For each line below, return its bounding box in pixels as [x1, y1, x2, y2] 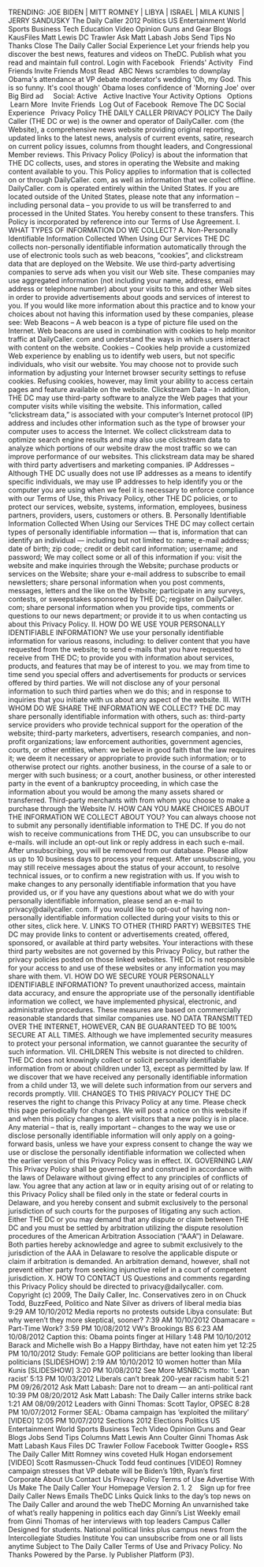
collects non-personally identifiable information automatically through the [8, 242, 247, 252]
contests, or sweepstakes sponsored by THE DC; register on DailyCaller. [8, 594, 243, 604]
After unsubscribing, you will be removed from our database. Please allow [8, 846, 248, 855]
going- [214, 1131, 236, 1140]
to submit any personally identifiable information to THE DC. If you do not [8, 821, 246, 830]
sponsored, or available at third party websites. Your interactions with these [8, 938, 254, 947]
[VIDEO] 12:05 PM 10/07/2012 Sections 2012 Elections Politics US [8, 1416, 221, 1425]
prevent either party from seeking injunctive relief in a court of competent [8, 1265, 247, 1274]
